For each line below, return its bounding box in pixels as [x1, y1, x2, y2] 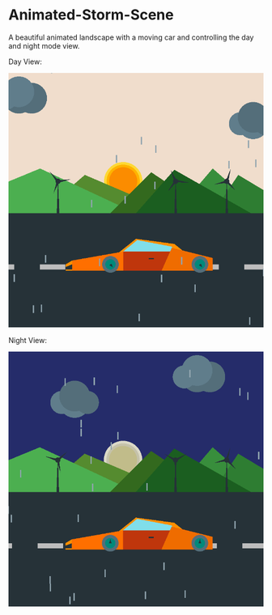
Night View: [8, 335, 47, 345]
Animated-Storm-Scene [8, 6, 174, 24]
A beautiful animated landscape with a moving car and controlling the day [8, 32, 254, 42]
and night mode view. [8, 40, 80, 50]
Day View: [8, 57, 43, 66]
